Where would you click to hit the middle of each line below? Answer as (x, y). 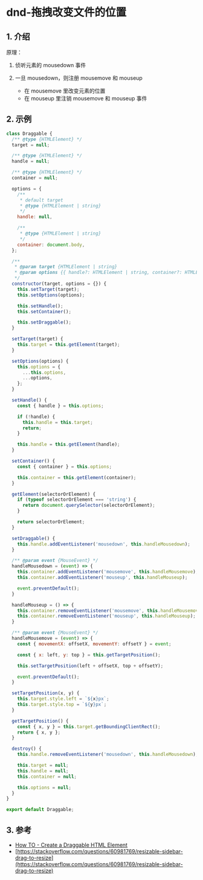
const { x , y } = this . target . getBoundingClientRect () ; (89, 726)
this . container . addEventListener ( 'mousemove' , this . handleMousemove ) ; (108, 572)
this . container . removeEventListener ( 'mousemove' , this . (89, 611)
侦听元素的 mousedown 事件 (50, 65)
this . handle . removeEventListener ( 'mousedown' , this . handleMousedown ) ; (108, 755)
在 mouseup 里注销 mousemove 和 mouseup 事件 (85, 98)
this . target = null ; (43, 766)
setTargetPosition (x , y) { (46, 693)
